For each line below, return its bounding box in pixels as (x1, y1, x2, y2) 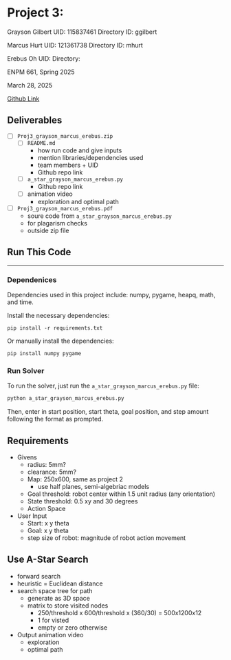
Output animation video (16, 630, 84, 639)
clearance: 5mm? (27, 468, 77, 477)
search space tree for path (16, 586, 93, 594)
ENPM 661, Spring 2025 (7, 68, 75, 76)
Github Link (7, 94, 40, 103)
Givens (16, 453, 38, 461)
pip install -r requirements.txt (7, 325, 103, 332)
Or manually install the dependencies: (7, 337, 115, 346)
